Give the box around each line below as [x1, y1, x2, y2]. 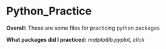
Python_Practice [6, 4, 92, 18]
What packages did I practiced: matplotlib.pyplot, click [6, 36, 145, 43]
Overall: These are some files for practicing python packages [6, 24, 160, 31]
